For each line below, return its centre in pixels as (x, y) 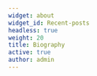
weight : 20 (26, 38)
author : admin (32, 60)
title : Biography (37, 45)
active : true (30, 52)
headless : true (33, 30)
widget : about (32, 15)
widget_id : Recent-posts (49, 23)
